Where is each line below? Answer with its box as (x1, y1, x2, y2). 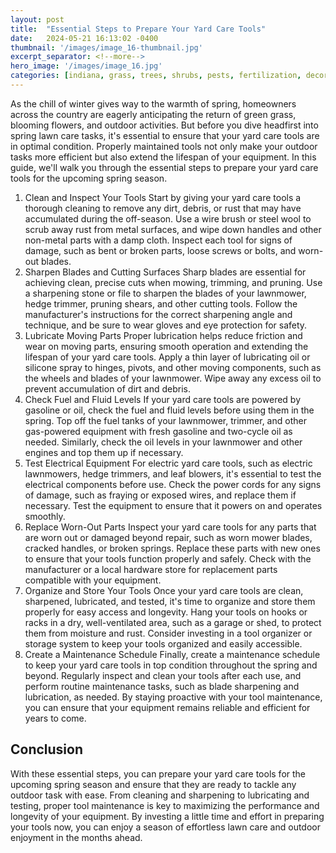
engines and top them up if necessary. (24, 446, 184, 458)
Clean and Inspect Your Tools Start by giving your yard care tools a (24, 191, 302, 203)
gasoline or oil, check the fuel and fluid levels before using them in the (24, 404, 315, 416)
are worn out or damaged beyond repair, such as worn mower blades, (24, 531, 313, 543)
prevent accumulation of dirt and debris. (24, 382, 191, 395)
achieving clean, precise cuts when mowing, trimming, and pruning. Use (24, 276, 323, 288)
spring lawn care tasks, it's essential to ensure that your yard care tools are (10, 129, 320, 141)
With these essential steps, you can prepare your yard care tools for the (10, 767, 307, 780)
